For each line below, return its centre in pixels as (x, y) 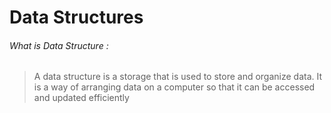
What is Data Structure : (59, 45)
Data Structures (76, 17)
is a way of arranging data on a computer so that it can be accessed (174, 87)
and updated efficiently (81, 98)
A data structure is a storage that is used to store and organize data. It (178, 77)
